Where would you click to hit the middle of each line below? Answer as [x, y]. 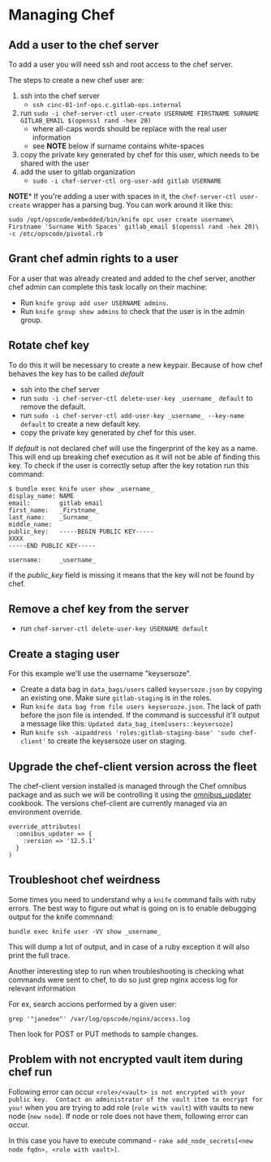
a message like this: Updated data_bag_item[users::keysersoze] [127, 724]
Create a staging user [64, 654]
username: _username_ [52, 560]
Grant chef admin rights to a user [93, 258]
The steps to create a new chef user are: [76, 80]
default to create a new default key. [80, 424]
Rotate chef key [49, 345]
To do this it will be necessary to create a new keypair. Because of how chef [135, 365]
